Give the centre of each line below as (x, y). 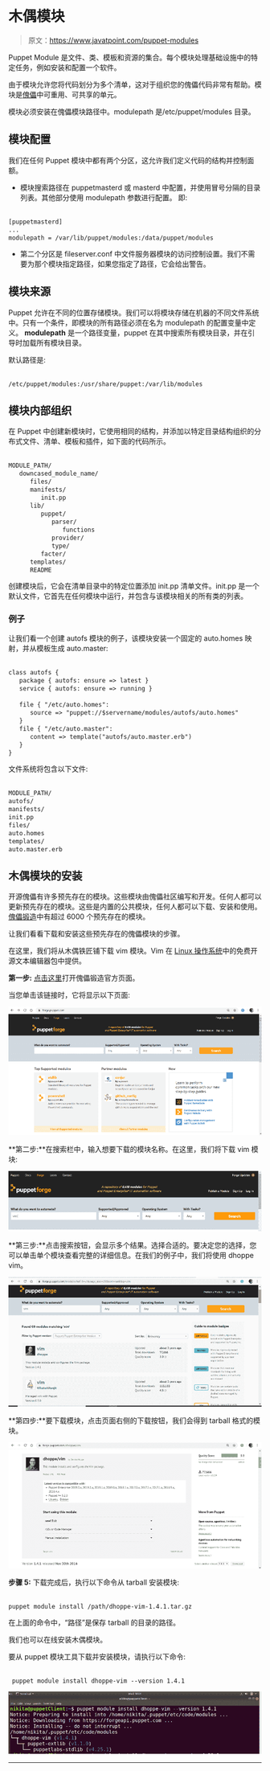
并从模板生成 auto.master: (65, 648)
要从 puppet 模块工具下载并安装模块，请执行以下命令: (97, 1657)
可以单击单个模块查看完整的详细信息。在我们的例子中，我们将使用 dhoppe (131, 1255)
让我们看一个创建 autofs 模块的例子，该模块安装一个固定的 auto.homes (126, 638)
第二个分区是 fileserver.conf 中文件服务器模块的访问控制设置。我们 (130, 253)
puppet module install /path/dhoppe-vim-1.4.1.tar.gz (100, 1607)
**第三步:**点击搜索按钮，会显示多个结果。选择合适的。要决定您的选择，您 (133, 1245)
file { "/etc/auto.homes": (64, 704)
